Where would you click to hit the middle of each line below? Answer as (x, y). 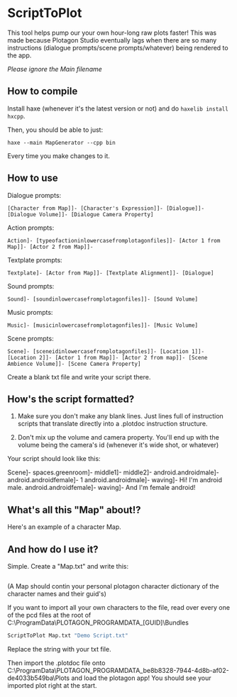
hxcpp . (16, 116)
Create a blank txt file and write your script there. (79, 377)
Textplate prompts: (35, 260)
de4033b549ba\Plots (38, 678)
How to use (33, 178)
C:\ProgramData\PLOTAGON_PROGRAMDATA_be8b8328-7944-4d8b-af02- (118, 670)
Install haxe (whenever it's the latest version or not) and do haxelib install (118, 108)
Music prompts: (30, 312)
